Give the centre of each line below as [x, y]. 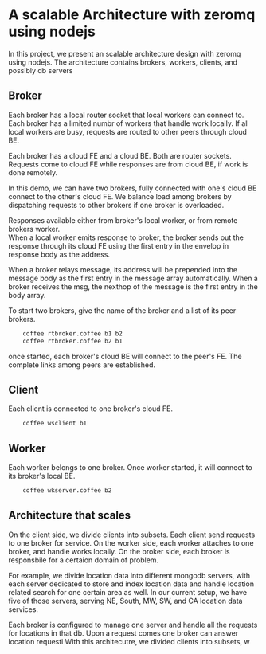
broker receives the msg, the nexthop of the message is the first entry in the [133, 286]
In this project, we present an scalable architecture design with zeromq [125, 53]
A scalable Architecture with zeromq [132, 15]
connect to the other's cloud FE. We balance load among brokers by [120, 196]
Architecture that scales [70, 515]
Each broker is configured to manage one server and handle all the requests [133, 625]
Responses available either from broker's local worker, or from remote [123, 220]
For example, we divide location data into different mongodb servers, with [129, 575]
